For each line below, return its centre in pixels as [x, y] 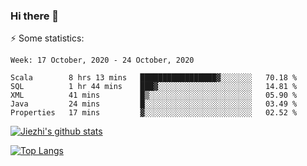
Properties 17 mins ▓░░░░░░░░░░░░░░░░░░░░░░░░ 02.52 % [154, 113]
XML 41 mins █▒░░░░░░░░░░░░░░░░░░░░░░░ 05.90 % [154, 95]
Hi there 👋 [35, 16]
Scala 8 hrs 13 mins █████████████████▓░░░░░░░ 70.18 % [154, 78]
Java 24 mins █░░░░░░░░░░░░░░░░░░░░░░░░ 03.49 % [154, 104]
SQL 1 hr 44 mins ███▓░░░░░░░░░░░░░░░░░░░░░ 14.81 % [154, 87]
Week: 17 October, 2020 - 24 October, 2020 [102, 60]
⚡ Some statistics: [47, 38]
